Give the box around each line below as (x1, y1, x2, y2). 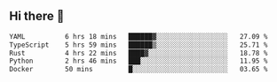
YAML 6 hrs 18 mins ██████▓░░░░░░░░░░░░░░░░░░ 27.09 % (9, 32, 268, 41)
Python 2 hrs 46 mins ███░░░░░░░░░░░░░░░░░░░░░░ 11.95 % (9, 56, 268, 66)
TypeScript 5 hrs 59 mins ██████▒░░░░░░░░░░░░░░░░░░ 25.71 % (9, 41, 268, 49)
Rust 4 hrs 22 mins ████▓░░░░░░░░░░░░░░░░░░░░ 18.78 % (9, 48, 268, 57)
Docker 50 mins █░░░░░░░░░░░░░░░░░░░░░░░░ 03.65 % (9, 65, 268, 74)
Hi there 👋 (9, 9, 65, 24)
